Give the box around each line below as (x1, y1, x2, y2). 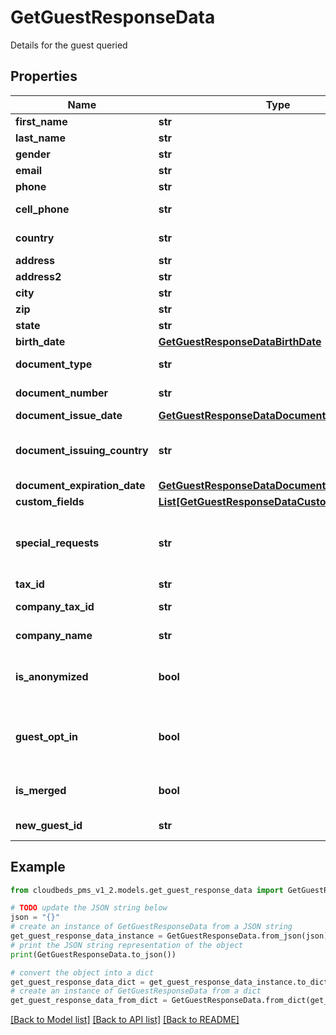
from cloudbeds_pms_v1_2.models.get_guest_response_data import (10, 885, 284, 895)
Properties (10, 68, 78, 85)
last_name (15, 131, 66, 145)
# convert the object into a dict (10, 967, 155, 978)
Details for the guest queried (10, 39, 128, 51)
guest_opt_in (15, 729, 78, 743)
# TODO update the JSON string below (10, 903, 168, 913)
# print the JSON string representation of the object (10, 940, 244, 950)
